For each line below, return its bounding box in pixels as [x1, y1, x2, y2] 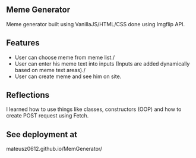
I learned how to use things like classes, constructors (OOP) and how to [6, 106, 182, 113]
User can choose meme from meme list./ [14, 54, 115, 61]
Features [6, 38, 40, 48]
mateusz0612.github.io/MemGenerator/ [6, 145, 103, 153]
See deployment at [6, 129, 77, 140]
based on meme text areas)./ [14, 66, 86, 73]
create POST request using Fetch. [6, 112, 89, 119]
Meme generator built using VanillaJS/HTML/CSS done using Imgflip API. [6, 20, 185, 27]
